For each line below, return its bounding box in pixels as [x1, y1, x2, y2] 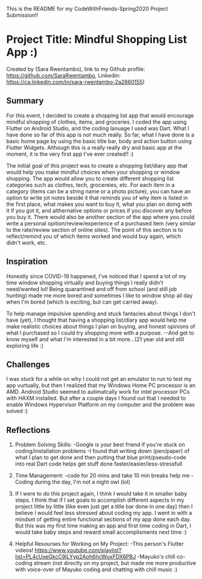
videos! [14, 546, 34, 554]
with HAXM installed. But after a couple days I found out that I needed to [6, 395, 186, 402]
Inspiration [6, 257, 48, 267]
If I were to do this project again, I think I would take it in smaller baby [14, 490, 188, 497]
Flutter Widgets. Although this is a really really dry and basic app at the [6, 144, 183, 151]
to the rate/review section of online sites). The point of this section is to [6, 226, 183, 233]
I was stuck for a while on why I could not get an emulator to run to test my [6, 376, 192, 383]
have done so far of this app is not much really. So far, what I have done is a [6, 131, 195, 138]
